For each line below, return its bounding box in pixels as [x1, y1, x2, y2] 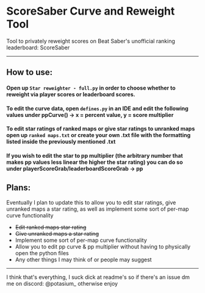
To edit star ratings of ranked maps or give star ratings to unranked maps [6, 125, 195, 132]
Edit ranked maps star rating [15, 224, 87, 231]
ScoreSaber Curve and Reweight [6, 4, 175, 18]
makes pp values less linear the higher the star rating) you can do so [6, 158, 183, 166]
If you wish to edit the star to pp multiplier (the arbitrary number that [6, 152, 183, 159]
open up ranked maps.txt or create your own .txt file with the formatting [6, 132, 191, 139]
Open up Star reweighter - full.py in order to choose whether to [6, 84, 176, 91]
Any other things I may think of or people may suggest [15, 256, 152, 263]
